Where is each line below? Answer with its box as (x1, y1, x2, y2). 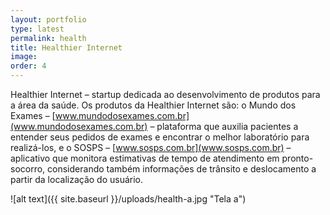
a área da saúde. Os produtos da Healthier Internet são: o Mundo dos (10, 99, 297, 111)
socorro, (10, 163, 46, 175)
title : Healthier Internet (10, 42, 123, 53)
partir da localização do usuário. (10, 174, 144, 185)
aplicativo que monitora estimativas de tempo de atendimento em (10, 152, 280, 164)
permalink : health (10, 33, 87, 43)
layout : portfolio (10, 14, 87, 25)
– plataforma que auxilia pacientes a (149, 121, 299, 132)
